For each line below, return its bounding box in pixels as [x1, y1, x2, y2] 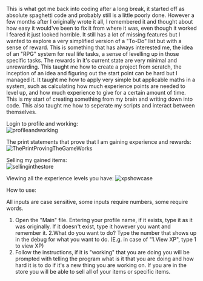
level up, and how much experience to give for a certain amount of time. [6, 89, 186, 96]
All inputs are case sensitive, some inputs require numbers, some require [6, 198, 188, 205]
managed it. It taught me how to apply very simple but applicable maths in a [6, 76, 196, 83]
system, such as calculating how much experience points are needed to [6, 83, 186, 90]
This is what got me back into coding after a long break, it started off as [6, 5, 185, 12]
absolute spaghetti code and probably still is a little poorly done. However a [6, 12, 195, 19]
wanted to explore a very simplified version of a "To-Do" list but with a [6, 38, 182, 44]
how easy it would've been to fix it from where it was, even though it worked [6, 24, 197, 32]
